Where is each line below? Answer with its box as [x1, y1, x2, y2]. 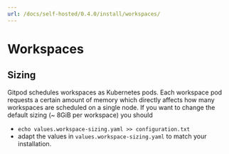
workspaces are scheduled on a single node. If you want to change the [7, 103, 215, 111]
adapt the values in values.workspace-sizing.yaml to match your [17, 132, 208, 141]
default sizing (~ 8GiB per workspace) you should [7, 111, 153, 119]
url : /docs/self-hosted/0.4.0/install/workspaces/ [7, 10, 161, 18]
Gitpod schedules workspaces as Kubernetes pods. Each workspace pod [7, 88, 223, 97]
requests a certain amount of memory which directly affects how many [7, 95, 215, 104]
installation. [17, 139, 52, 148]
